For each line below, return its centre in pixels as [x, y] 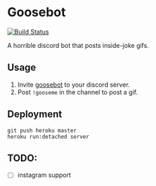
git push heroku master [42, 130]
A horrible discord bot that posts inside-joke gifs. [78, 45]
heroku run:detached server [48, 137]
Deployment [35, 114]
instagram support [44, 175]
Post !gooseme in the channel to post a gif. [78, 92]
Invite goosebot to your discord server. [73, 85]
